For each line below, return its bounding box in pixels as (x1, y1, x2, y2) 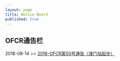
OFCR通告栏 (5, 36, 43, 45)
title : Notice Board (5, 12, 48, 17)
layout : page (5, 7, 32, 12)
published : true (5, 16, 39, 21)
